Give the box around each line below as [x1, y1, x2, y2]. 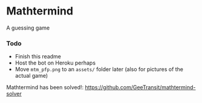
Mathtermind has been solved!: [6, 84, 84, 91]
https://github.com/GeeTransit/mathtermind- [85, 84, 196, 91]
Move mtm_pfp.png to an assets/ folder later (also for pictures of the [15, 66, 183, 73]
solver [6, 90, 22, 98]
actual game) [15, 72, 48, 80]
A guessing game [6, 24, 50, 31]
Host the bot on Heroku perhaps [15, 59, 96, 67]
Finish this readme [15, 53, 62, 60]
